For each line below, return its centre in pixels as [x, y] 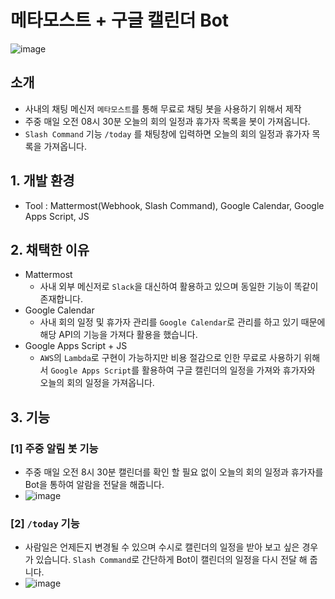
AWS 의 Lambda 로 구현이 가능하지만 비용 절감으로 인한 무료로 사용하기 [170, 358]
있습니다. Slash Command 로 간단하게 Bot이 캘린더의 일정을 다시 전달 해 [171, 560]
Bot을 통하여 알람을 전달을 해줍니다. [94, 485]
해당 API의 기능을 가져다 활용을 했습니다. [118, 335]
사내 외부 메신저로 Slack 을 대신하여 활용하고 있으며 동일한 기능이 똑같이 [179, 287]
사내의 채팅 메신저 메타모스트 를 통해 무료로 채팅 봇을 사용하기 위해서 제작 [163, 108]
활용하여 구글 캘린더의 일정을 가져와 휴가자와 [228, 370]
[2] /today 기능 [45, 523]
